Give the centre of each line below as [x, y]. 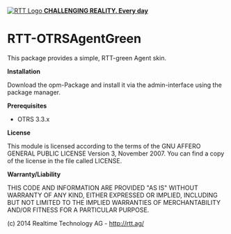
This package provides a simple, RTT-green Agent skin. [87, 58]
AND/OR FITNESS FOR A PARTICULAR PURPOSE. [78, 210]
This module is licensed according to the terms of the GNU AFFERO [104, 146]
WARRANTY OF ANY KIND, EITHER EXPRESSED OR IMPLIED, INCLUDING [112, 195]
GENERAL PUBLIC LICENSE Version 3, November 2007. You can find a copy [116, 153]
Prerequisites [27, 106]
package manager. [34, 92]
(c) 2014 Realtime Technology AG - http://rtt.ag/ [76, 223]
